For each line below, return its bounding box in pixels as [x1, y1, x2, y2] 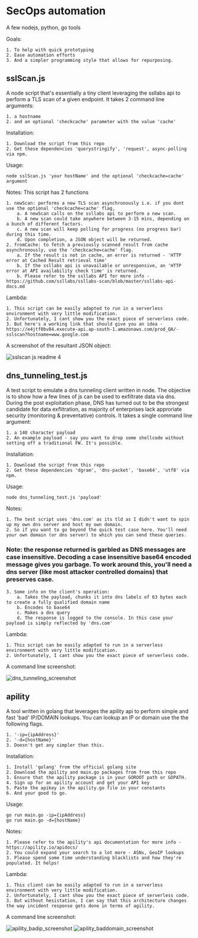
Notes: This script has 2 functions [6, 189, 89, 196]
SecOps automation [6, 4, 106, 18]
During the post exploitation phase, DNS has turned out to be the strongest [6, 399, 189, 406]
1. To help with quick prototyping [6, 46, 94, 53]
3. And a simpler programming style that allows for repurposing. [6, 57, 174, 63]
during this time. [6, 231, 52, 237]
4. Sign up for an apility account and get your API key [6, 780, 150, 786]
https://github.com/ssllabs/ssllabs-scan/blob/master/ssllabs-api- [6, 278, 177, 284]
